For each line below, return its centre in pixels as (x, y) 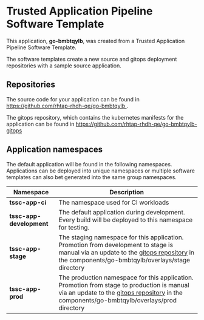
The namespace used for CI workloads (114, 202)
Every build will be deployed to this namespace (126, 220)
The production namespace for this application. (126, 277)
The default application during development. (122, 212)
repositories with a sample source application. (64, 66)
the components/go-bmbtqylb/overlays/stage (124, 260)
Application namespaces (55, 150)
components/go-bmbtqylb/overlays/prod (118, 300)
